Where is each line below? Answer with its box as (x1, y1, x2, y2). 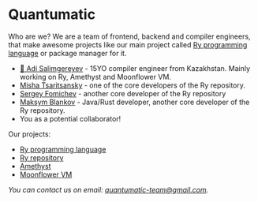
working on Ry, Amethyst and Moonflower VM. (19, 72, 172, 81)
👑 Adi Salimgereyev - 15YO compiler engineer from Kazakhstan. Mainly (19, 63, 251, 73)
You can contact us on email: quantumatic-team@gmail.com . (8, 185, 209, 194)
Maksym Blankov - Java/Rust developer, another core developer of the (19, 97, 250, 107)
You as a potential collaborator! (19, 114, 122, 123)
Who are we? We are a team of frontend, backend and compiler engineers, (8, 32, 251, 41)
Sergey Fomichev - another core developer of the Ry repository (19, 88, 226, 98)
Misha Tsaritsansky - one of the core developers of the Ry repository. (19, 80, 246, 90)
